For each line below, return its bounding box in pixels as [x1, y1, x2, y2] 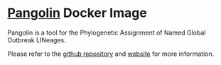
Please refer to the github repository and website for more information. [7, 49, 215, 58]
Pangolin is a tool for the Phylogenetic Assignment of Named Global [7, 28, 206, 37]
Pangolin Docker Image [7, 5, 147, 21]
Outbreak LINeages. [7, 35, 66, 44]
